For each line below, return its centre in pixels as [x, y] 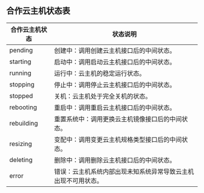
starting [20, 61]
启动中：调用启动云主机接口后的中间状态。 [115, 61]
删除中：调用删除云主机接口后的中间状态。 [115, 160]
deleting [21, 160]
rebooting [23, 107]
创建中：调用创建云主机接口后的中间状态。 [115, 51]
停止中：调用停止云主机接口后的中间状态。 [115, 85]
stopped [21, 96]
